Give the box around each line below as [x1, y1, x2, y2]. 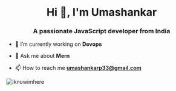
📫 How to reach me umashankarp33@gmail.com [15, 64, 142, 72]
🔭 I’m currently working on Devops [15, 40, 102, 48]
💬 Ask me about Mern [15, 52, 70, 60]
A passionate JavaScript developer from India [33, 27, 171, 36]
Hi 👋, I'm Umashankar [46, 5, 157, 19]
